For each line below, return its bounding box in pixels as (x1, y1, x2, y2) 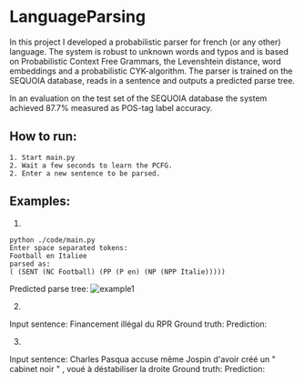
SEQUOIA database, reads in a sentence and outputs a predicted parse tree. (9, 75, 296, 86)
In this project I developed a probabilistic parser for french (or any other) (9, 36, 281, 47)
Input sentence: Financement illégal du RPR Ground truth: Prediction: (9, 318, 268, 329)
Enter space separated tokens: (9, 243, 128, 252)
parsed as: (9, 259, 51, 268)
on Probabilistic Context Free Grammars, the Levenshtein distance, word (9, 55, 282, 66)
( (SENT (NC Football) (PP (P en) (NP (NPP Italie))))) (9, 267, 226, 277)
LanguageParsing (9, 6, 147, 27)
